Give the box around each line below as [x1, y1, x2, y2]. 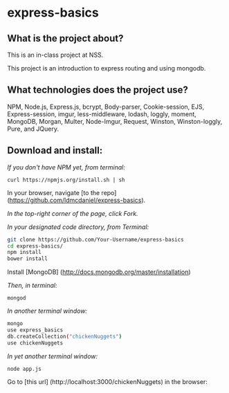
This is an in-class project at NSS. [7, 51, 104, 59]
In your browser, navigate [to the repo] [7, 188, 117, 196]
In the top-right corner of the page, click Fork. [7, 209, 138, 217]
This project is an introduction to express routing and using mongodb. [7, 64, 206, 72]
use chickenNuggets [7, 339, 64, 347]
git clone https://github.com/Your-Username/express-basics [7, 236, 185, 243]
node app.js [7, 365, 42, 372]
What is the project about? [7, 33, 124, 44]
